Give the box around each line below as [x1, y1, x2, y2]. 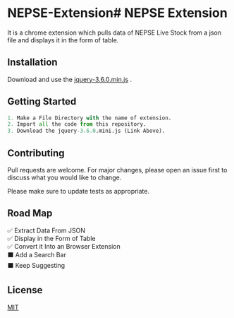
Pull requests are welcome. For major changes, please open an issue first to [7, 166, 228, 174]
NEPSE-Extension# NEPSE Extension [7, 5, 228, 21]
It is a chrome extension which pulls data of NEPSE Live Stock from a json [7, 28, 222, 37]
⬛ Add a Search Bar [7, 250, 67, 259]
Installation [7, 57, 58, 69]
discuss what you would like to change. [7, 173, 122, 182]
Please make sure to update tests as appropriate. [7, 187, 150, 195]
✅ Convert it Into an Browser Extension [7, 242, 121, 250]
